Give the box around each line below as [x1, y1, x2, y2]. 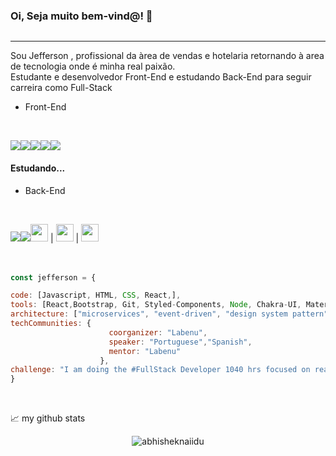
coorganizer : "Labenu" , [108, 327, 208, 338]
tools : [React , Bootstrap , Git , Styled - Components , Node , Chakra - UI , [10, 300, 302, 310]
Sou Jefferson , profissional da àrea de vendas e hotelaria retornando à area [10, 50, 325, 62]
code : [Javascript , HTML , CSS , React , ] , [10, 290, 182, 301]
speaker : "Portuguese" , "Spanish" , [108, 337, 253, 347]
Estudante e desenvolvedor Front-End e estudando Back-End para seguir [10, 71, 312, 83]
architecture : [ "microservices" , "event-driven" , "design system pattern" [10, 309, 329, 319]
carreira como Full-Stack [10, 82, 113, 94]
